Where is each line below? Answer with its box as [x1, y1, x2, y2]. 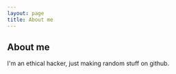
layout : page [7, 10, 45, 17]
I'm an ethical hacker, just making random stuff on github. [7, 59, 170, 68]
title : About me [7, 16, 53, 23]
